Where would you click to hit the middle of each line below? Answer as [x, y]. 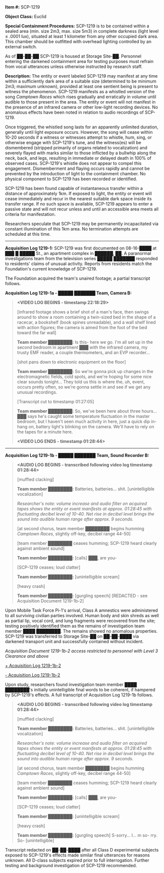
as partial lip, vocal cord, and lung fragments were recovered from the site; [80, 621]
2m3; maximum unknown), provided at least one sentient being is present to [82, 86]
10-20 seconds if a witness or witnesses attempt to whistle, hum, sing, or [79, 137]
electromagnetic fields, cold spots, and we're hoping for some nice [84, 376]
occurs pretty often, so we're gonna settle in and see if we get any [84, 387]
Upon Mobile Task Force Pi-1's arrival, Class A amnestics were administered [82, 610]
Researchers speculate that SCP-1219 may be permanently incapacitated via [82, 224]
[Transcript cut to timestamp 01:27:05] [55, 402]
